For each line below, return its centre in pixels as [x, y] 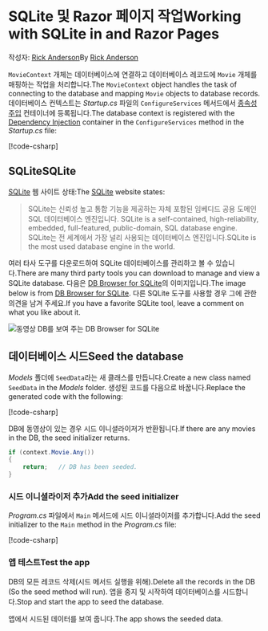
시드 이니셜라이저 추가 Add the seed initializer [94, 496]
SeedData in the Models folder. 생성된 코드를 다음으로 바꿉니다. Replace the [127, 387]
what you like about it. [45, 312]
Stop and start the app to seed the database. [90, 601]
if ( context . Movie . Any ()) [51, 452]
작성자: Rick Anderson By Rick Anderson [73, 57]
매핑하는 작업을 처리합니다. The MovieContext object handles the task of [123, 84]
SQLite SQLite [42, 171]
